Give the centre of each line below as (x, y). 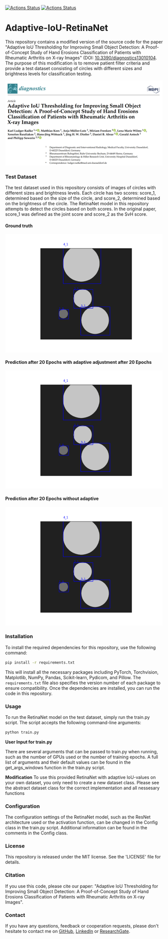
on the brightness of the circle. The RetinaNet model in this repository (77, 203)
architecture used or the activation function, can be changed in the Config (81, 822)
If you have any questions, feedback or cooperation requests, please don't (82, 926)
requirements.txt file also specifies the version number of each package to (83, 683)
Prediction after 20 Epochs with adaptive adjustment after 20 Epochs (78, 362)
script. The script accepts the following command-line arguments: (73, 723)
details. (13, 862)
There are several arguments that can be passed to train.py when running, (82, 751)
